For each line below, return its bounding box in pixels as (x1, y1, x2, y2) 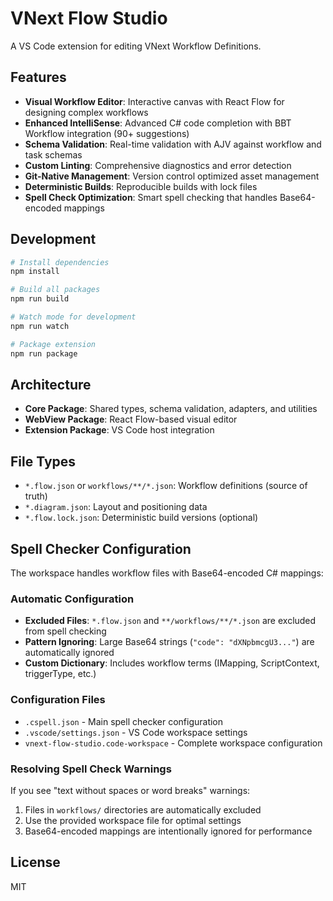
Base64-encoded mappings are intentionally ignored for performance (24, 825, 313, 837)
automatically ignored (24, 647, 115, 659)
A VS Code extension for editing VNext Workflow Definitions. (10, 40, 262, 52)
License (10, 854, 61, 871)
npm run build (10, 294, 70, 304)
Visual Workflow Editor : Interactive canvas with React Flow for (24, 95, 285, 107)
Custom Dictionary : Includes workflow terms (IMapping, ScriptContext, (24, 657, 320, 669)
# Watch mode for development (10, 312, 137, 322)
